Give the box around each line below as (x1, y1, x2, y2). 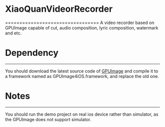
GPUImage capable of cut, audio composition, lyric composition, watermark (5, 25, 159, 30)
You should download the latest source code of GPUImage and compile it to (5, 68, 159, 74)
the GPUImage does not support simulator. (5, 116, 92, 122)
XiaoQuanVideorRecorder (5, 3, 113, 15)
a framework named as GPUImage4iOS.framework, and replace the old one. (5, 73, 159, 79)
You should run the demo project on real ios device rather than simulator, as (5, 111, 159, 117)
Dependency (5, 48, 59, 58)
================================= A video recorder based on (5, 20, 155, 25)
